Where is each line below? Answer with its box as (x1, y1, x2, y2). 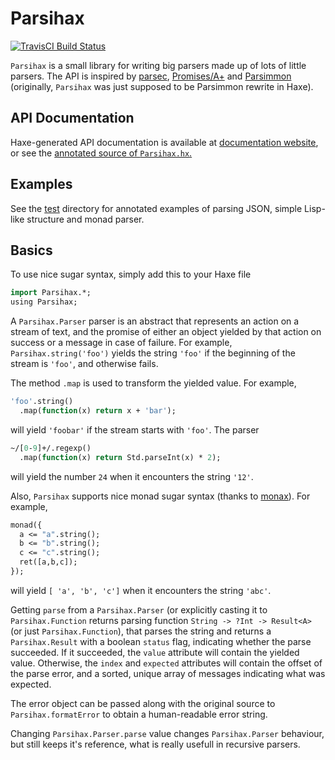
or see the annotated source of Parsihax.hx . (10, 147, 193, 159)
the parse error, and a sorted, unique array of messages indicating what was (10, 667, 326, 679)
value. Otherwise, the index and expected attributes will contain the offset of (10, 657, 323, 669)
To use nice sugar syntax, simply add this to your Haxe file (10, 268, 252, 281)
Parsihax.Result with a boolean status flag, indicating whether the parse (10, 635, 312, 647)
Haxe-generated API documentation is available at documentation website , (10, 136, 319, 148)
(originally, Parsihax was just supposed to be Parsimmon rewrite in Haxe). (10, 80, 314, 92)
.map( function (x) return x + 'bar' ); (19, 406, 177, 416)
